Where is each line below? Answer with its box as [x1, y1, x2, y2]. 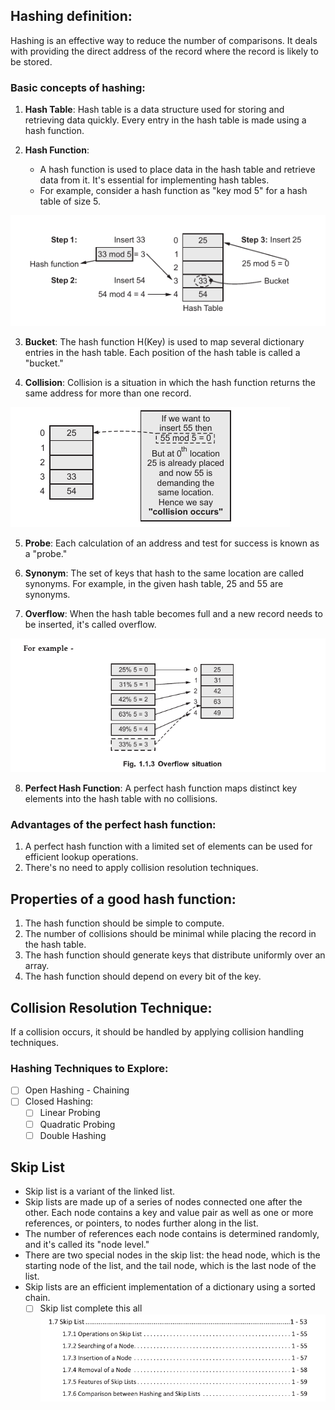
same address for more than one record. [24, 387, 192, 399]
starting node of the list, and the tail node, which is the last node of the [24, 1260, 317, 1272]
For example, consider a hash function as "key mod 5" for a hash [39, 185, 308, 197]
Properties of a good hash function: [10, 890, 237, 908]
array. [24, 960, 50, 972]
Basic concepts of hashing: [10, 80, 146, 94]
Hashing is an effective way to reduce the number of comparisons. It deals [10, 34, 318, 46]
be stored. [10, 55, 53, 68]
